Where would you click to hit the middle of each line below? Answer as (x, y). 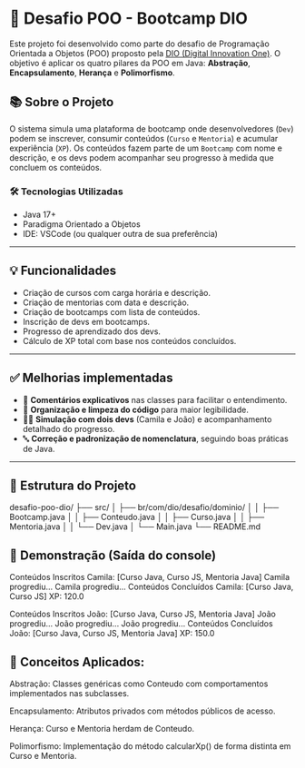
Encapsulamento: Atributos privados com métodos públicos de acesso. (143, 711)
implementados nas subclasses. (69, 694)
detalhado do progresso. (69, 428)
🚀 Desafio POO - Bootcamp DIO (128, 19)
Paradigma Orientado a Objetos (81, 224)
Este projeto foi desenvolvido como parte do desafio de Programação (139, 44)
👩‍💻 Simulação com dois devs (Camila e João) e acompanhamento (147, 419)
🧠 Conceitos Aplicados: (77, 662)
